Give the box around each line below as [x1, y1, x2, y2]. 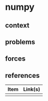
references [5, 71, 40, 80]
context [5, 21, 30, 30]
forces [5, 55, 26, 63]
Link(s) [23, 86, 41, 93]
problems [5, 37, 36, 46]
